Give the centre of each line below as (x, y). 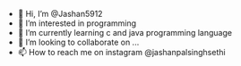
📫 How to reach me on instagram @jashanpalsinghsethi (121, 52)
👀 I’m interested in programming (77, 23)
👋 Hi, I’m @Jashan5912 (60, 14)
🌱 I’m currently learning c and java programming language (125, 33)
